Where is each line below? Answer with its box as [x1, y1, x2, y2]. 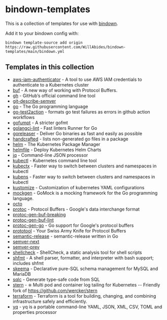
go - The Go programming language [12, 103, 88, 109]
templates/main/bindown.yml [5, 49, 65, 54]
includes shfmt [12, 260, 44, 266]
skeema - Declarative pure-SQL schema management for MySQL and [12, 266, 158, 272]
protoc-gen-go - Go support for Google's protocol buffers [12, 222, 134, 228]
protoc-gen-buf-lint [12, 217, 54, 223]
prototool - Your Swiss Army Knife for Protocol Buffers [12, 227, 126, 234]
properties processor [12, 309, 57, 315]
